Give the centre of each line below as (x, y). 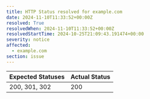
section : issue (25, 56)
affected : (19, 46)
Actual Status (90, 77)
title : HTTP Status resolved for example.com (64, 12)
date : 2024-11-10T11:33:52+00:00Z (50, 17)
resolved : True (25, 23)
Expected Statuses (37, 77)
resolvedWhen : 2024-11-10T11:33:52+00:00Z (60, 28)
